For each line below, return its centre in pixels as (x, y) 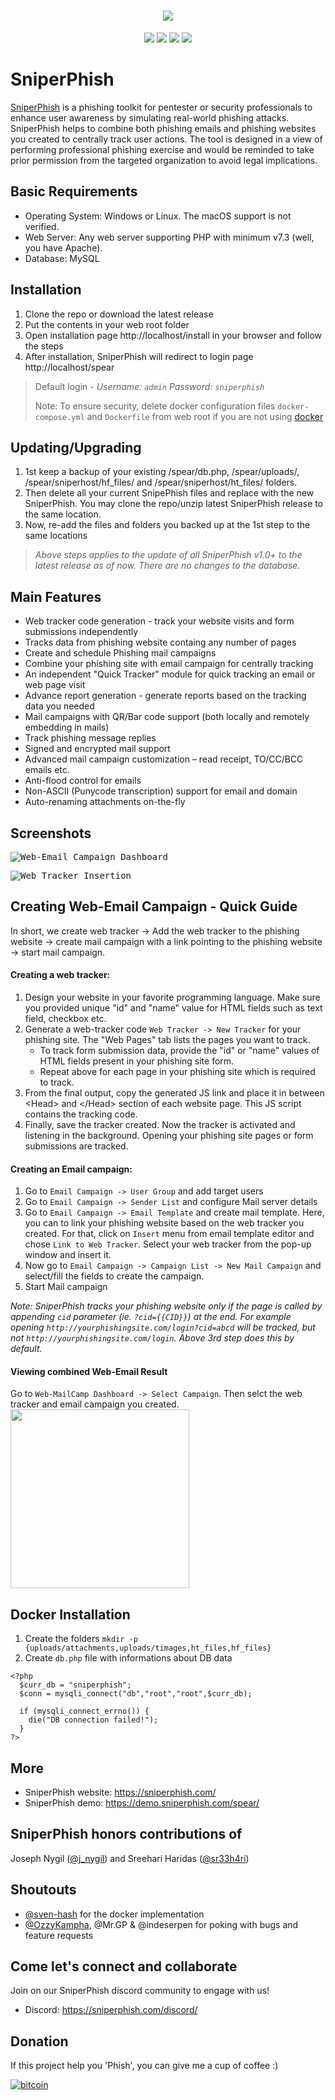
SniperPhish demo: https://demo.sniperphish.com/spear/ (142, 1802)
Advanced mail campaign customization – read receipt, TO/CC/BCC (164, 759)
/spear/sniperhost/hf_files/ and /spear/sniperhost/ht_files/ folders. (161, 482)
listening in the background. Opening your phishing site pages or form (169, 1135)
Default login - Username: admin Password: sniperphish (149, 386)
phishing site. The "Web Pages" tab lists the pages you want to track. (167, 1039)
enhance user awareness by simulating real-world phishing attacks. (150, 117)
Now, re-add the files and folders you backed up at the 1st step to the (167, 525)
